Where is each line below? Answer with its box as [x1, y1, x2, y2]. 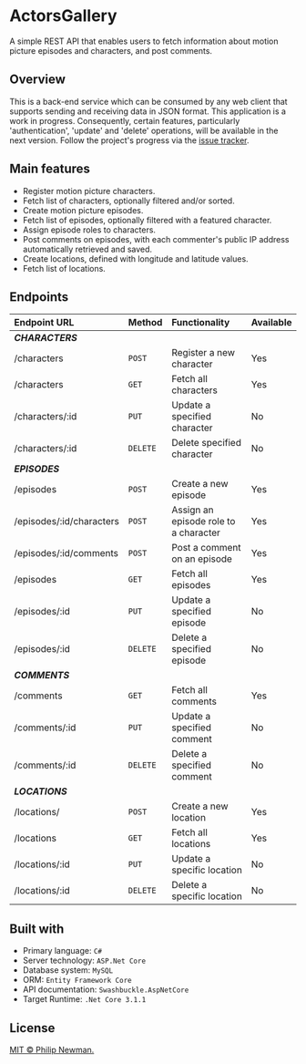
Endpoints [9, 289, 69, 305]
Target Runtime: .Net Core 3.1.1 [22, 994, 147, 1005]
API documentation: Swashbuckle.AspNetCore [22, 984, 189, 995]
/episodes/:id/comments [14, 547, 118, 560]
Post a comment [171, 542, 241, 554]
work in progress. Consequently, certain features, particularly [9, 115, 240, 126]
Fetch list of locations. [22, 263, 107, 274]
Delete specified [171, 437, 241, 449]
